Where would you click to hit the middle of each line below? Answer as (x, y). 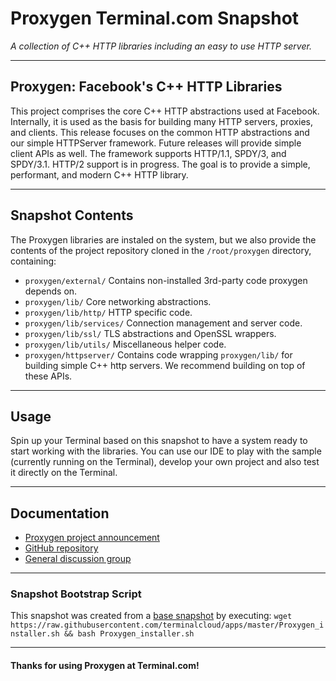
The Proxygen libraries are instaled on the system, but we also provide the (163, 239)
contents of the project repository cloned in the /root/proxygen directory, (161, 250)
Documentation (60, 513)
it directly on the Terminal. (64, 473)
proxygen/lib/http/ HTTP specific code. (108, 312)
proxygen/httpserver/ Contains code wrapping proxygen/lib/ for (158, 354)
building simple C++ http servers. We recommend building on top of (165, 365)
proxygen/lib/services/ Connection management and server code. (163, 323)
